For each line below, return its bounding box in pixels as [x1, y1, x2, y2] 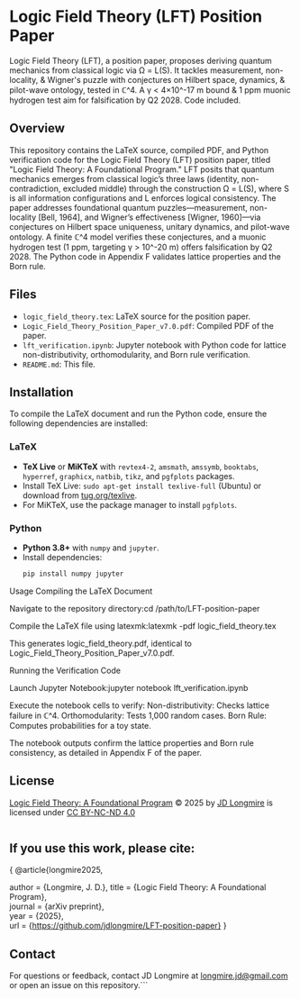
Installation [9, 385, 74, 400]
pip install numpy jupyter [22, 569, 124, 578]
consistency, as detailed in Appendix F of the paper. [9, 747, 203, 758]
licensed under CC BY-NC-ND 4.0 [9, 806, 136, 817]
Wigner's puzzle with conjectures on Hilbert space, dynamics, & [47, 74, 286, 85]
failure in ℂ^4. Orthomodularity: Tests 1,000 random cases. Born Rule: [9, 710, 268, 721]
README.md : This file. [22, 359, 96, 369]
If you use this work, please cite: [9, 840, 195, 857]
